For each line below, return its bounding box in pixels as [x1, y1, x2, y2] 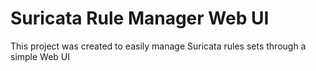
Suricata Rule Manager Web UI [10, 7, 270, 30]
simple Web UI [10, 50, 71, 62]
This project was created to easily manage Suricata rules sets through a [10, 40, 307, 52]
